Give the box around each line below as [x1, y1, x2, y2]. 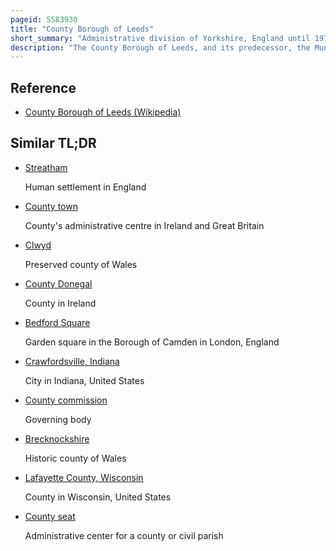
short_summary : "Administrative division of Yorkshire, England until [10, 33, 311, 43]
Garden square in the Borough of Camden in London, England [24, 336, 280, 348]
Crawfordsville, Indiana [24, 355, 120, 367]
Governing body [24, 413, 92, 425]
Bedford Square [24, 316, 91, 328]
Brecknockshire [24, 432, 90, 445]
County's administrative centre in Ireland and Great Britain [24, 219, 265, 231]
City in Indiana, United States [24, 374, 145, 386]
